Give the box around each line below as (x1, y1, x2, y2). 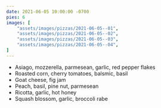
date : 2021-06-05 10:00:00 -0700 (6, 8, 89, 15)
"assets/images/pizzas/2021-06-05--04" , (17, 42, 119, 48)
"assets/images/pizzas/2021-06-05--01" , (17, 25, 119, 31)
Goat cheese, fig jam (14, 76, 66, 83)
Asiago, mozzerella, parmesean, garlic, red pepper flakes (14, 63, 156, 71)
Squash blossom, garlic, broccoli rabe (14, 95, 109, 102)
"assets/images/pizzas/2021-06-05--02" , (17, 31, 119, 37)
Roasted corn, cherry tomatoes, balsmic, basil (14, 69, 128, 77)
